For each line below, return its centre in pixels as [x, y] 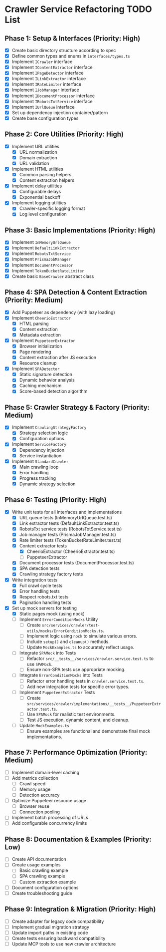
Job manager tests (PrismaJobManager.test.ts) [68, 535]
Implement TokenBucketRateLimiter [48, 270]
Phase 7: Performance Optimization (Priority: [76, 752]
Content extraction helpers [47, 180]
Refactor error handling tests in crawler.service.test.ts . [86, 681]
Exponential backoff [40, 197]
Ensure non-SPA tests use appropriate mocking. [76, 670]
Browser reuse [34, 806]
